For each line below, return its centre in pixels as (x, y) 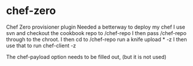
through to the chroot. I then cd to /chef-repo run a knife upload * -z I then (97, 39)
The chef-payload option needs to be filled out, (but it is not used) (86, 57)
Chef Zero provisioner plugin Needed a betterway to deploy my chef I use (96, 27)
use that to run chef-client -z (41, 46)
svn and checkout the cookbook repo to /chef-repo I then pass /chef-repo (97, 33)
